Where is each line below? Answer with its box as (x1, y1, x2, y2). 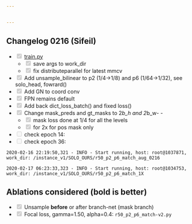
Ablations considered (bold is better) (6, 187, 147, 197)
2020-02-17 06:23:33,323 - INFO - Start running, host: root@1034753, (6, 165, 187, 172)
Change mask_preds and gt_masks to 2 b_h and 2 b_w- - (23, 109, 164, 116)
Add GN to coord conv (23, 88, 80, 95)
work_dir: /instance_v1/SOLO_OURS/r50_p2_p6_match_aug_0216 (6, 155, 161, 161)
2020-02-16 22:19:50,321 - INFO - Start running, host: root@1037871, (6, 149, 187, 155)
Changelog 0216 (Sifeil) (6, 36, 96, 46)
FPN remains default (23, 95, 75, 102)
